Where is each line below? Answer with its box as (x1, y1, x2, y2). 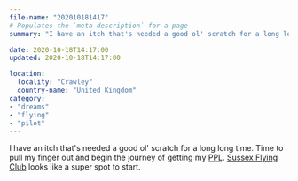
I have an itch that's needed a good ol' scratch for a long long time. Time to (9, 143, 284, 154)
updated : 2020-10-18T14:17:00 (9, 54, 122, 63)
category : (9, 94, 46, 102)
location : (9, 70, 46, 79)
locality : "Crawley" (17, 78, 93, 87)
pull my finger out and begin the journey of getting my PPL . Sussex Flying (9, 152, 278, 163)
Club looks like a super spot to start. (9, 162, 141, 172)
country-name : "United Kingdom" (17, 86, 137, 94)
